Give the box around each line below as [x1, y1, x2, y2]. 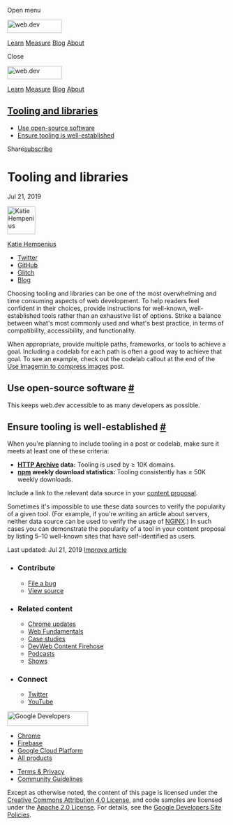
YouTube [27, 698, 54, 706]
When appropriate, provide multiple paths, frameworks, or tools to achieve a [7, 340, 227, 348]
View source [27, 586, 64, 594]
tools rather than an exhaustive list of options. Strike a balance [41, 311, 222, 320]
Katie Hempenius [7, 240, 57, 248]
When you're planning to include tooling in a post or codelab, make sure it [7, 439, 220, 448]
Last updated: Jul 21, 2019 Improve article [7, 546, 127, 554]
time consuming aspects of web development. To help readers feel [7, 296, 200, 305]
